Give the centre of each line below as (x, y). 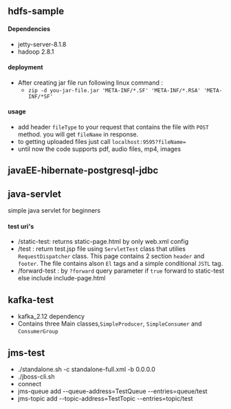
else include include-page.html (62, 278)
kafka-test (31, 300)
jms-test (26, 353)
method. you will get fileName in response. (78, 134)
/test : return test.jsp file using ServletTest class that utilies (102, 249)
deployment (25, 67)
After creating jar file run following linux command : (90, 83)
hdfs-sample (36, 11)
